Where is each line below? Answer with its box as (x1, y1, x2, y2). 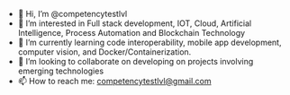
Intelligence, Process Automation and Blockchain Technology (17, 28, 246, 38)
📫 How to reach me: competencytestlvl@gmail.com (17, 76, 212, 86)
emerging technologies (17, 65, 104, 76)
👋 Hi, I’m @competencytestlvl (17, 9, 128, 19)
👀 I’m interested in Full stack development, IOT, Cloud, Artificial (17, 18, 252, 29)
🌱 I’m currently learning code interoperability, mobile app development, (17, 37, 282, 47)
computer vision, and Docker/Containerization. (17, 47, 192, 57)
